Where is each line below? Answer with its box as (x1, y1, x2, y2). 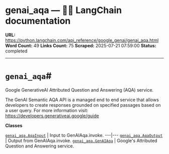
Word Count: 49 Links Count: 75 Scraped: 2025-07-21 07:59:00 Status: (5, 42, 157, 48)
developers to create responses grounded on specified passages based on (5, 102, 161, 108)
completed (5, 48, 28, 54)
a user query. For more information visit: (5, 107, 89, 113)
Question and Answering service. (5, 143, 74, 149)
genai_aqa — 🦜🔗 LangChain (5, 5, 122, 16)
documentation (5, 15, 71, 27)
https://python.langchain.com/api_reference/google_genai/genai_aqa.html (5, 37, 159, 43)
